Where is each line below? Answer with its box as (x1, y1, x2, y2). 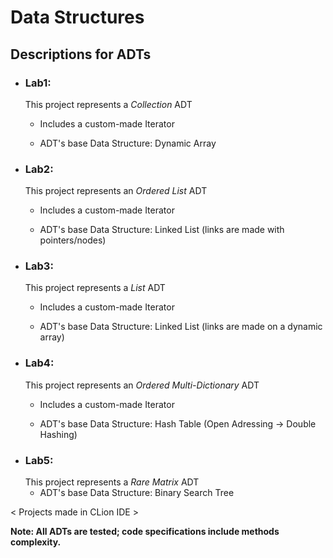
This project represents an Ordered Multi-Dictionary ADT (24, 379, 260, 391)
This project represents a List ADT (24, 282, 166, 294)
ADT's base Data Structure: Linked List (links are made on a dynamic (39, 321, 323, 333)
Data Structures (10, 6, 145, 29)
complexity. (10, 536, 62, 548)
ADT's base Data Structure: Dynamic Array (39, 137, 217, 149)
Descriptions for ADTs (10, 46, 152, 63)
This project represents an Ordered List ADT (24, 185, 208, 197)
